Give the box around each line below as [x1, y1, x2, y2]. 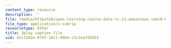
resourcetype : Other [5, 26, 49, 31]
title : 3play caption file [5, 30, 63, 35]
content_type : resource [5, 7, 56, 12]
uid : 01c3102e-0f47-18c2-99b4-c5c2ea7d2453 [5, 35, 99, 40]
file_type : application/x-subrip [5, 21, 76, 26]
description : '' [5, 12, 40, 17]
